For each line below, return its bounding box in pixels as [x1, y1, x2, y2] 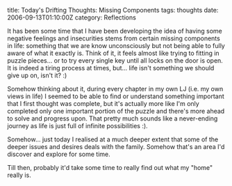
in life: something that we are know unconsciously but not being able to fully [7, 42, 226, 49]
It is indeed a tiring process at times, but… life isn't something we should [7, 64, 215, 72]
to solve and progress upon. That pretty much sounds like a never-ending [7, 114, 218, 123]
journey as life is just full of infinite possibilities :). [7, 122, 148, 130]
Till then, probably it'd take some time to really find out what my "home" [7, 164, 213, 171]
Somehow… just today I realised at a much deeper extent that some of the [7, 135, 219, 144]
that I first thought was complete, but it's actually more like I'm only [7, 100, 199, 107]
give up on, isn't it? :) [7, 71, 67, 79]
